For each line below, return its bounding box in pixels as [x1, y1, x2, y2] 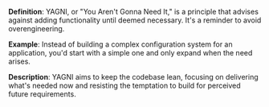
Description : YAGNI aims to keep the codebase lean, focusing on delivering [8, 72, 259, 81]
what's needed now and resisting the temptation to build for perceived [8, 80, 241, 90]
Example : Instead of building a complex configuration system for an [8, 39, 233, 49]
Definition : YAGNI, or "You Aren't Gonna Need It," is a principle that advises [8, 7, 259, 16]
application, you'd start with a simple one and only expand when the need [8, 48, 253, 57]
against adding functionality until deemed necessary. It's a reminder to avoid [8, 15, 262, 25]
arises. [8, 56, 31, 66]
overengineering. [8, 24, 65, 33]
